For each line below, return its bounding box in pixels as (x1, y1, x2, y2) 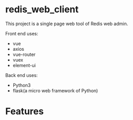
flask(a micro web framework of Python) (12, 87, 98, 93)
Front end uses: (5, 30, 38, 36)
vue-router (12, 51, 36, 57)
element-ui (12, 62, 36, 68)
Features (5, 106, 44, 117)
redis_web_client (5, 4, 79, 15)
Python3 (12, 82, 31, 88)
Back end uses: (5, 72, 38, 78)
